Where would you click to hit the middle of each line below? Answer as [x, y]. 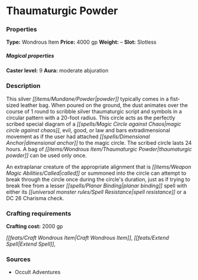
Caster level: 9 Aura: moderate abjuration [57, 71]
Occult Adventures [38, 272]
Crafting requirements [39, 213]
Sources [18, 259]
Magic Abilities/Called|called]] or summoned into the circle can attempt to [96, 173]
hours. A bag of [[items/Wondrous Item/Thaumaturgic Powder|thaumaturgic [99, 149]
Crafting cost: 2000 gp [35, 226]
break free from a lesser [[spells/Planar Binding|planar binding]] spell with [97, 185]
